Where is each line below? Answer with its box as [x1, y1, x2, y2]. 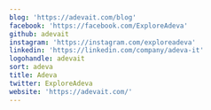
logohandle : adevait [9, 54, 86, 63]
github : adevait [9, 29, 69, 38]
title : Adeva [9, 71, 58, 80]
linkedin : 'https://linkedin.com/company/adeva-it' [9, 46, 204, 55]
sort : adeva [9, 63, 53, 72]
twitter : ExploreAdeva [9, 79, 93, 88]
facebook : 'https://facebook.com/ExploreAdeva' [9, 21, 189, 30]
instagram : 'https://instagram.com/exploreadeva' [9, 37, 197, 47]
